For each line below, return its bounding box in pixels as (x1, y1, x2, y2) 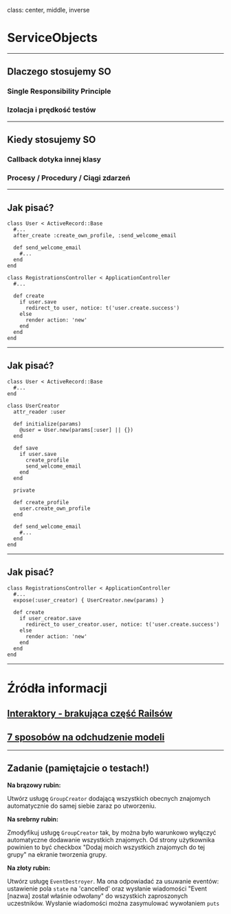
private (13, 486, 36, 494)
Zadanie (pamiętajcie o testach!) (7, 762, 150, 775)
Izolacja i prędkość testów (7, 105, 96, 115)
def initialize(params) (13, 420, 81, 427)
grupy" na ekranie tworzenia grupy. (7, 850, 108, 858)
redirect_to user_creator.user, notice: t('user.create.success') (25, 621, 220, 628)
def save (13, 444, 38, 451)
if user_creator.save (19, 615, 81, 622)
